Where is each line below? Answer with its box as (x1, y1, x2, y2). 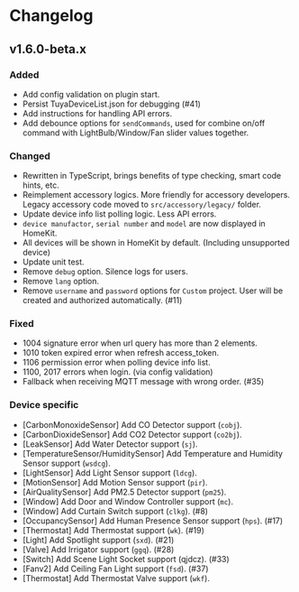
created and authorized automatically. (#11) (22, 295, 183, 306)
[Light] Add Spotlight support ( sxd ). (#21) (22, 534, 175, 545)
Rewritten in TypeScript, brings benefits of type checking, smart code (22, 171, 282, 181)
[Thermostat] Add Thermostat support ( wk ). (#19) (22, 524, 205, 535)
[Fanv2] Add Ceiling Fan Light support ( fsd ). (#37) (22, 563, 209, 574)
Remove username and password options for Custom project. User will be (22, 285, 284, 296)
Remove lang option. (22, 276, 100, 287)
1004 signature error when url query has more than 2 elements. (22, 338, 258, 348)
